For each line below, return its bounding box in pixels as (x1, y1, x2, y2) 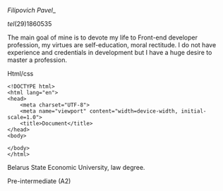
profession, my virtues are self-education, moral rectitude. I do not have (7, 41, 217, 49)
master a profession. (7, 56, 67, 64)
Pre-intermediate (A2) (7, 177, 71, 185)
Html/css (7, 70, 34, 78)
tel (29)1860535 (7, 20, 52, 27)
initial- (181, 108, 207, 115)
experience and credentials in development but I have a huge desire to (7, 49, 212, 56)
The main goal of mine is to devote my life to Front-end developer (7, 33, 198, 42)
